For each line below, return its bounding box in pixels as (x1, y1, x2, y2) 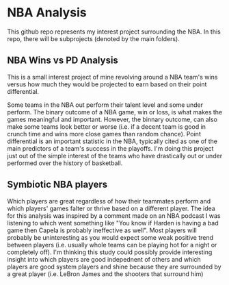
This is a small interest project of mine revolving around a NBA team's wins (7, 73, 218, 81)
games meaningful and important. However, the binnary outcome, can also (7, 115, 217, 123)
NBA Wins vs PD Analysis (7, 55, 118, 66)
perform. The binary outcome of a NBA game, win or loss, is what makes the (7, 108, 223, 116)
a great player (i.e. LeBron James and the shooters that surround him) (7, 269, 204, 278)
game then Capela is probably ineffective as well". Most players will (7, 226, 197, 234)
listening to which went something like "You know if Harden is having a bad (7, 219, 219, 227)
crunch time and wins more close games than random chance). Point (7, 129, 202, 138)
